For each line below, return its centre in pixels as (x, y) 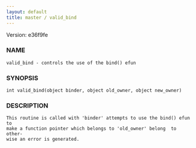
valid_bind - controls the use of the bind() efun (71, 63)
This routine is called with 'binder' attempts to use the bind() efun (98, 118)
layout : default (27, 12)
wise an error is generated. (43, 140)
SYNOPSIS (22, 78)
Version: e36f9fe (27, 34)
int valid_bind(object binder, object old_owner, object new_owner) (94, 91)
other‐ (14, 134)
